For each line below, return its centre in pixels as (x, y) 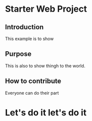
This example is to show (29, 39)
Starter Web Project (46, 9)
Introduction (24, 27)
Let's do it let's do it (46, 112)
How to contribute (33, 81)
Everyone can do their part (32, 93)
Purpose (18, 54)
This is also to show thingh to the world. (45, 66)
